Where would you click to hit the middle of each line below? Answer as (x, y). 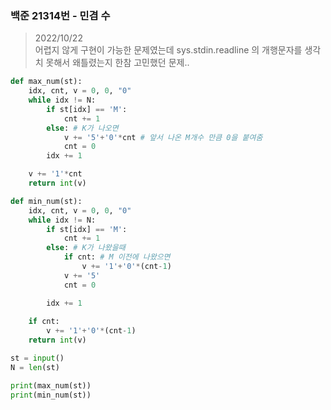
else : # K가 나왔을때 (86, 248)
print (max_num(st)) (51, 385)
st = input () (37, 358)
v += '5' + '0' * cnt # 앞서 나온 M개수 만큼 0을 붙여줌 (163, 137)
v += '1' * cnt (55, 174)
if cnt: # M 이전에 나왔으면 (117, 257)
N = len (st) (35, 367)
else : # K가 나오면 (82, 128)
